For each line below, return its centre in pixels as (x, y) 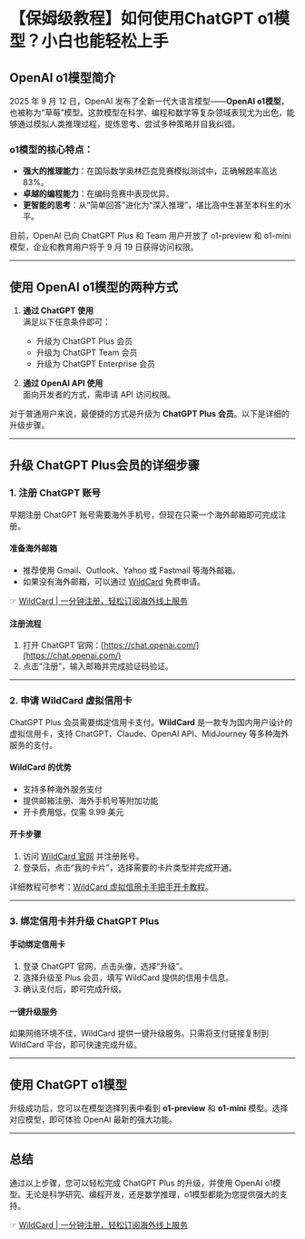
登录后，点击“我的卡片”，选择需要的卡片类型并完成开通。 (130, 867)
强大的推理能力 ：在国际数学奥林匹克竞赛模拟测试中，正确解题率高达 (150, 171)
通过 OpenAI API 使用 (63, 383)
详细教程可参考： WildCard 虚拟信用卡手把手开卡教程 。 (111, 887)
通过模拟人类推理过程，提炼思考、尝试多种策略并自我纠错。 (128, 124)
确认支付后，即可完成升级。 (74, 989)
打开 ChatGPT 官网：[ (63, 645)
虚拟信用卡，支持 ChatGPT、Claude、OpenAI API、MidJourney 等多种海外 (149, 733)
